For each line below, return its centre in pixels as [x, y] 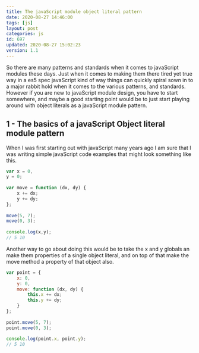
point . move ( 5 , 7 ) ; [29, 322]
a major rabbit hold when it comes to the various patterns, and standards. [96, 86]
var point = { [24, 272]
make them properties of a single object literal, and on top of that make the [97, 255]
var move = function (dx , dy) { [46, 188]
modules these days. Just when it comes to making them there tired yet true [99, 74]
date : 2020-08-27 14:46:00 [40, 17]
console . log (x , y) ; [29, 232]
